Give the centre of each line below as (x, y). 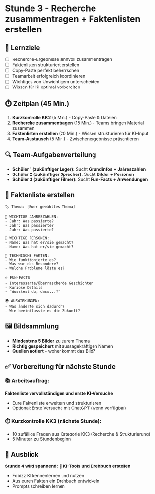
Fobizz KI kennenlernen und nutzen (48, 476)
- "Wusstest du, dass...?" (33, 291)
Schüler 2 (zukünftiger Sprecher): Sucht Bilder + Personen (73, 174)
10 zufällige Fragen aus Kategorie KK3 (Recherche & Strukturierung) (81, 434)
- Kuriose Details (24, 287)
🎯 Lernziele (23, 47)
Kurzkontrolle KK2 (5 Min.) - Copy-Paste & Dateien (64, 118)
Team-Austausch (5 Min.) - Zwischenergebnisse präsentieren (76, 139)
